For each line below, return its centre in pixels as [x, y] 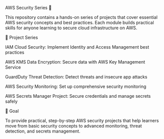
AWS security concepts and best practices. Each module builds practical [80, 23]
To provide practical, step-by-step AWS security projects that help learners [82, 121]
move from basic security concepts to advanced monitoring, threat [74, 126]
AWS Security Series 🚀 [29, 8]
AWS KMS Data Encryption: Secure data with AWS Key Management [75, 62]
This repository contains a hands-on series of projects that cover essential [82, 17]
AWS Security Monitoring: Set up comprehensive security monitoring [76, 86]
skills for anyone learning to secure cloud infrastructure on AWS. [71, 28]
